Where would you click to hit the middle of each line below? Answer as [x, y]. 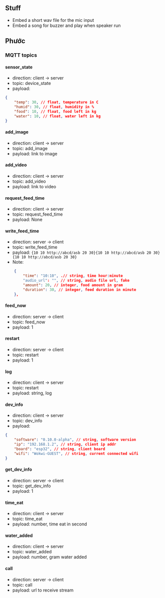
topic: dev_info [27, 421]
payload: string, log [32, 393]
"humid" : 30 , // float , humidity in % [54, 107]
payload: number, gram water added [50, 557]
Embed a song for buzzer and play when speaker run [66, 25]
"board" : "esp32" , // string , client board [60, 449]
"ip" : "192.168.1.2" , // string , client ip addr [65, 445]
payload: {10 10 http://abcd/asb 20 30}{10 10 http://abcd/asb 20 [82, 252]
